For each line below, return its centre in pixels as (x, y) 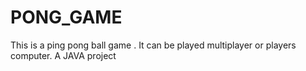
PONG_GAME (66, 17)
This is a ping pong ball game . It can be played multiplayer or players (153, 45)
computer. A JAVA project (63, 55)
